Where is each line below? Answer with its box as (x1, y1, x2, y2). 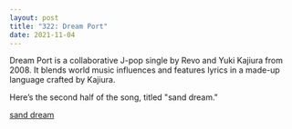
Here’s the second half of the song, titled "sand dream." (9, 92, 219, 103)
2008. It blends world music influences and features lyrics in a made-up (9, 64, 280, 75)
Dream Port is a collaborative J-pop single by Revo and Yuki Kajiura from (9, 55, 284, 66)
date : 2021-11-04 (9, 30, 76, 39)
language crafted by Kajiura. (9, 74, 116, 85)
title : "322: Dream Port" (9, 22, 108, 31)
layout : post (9, 13, 59, 23)
